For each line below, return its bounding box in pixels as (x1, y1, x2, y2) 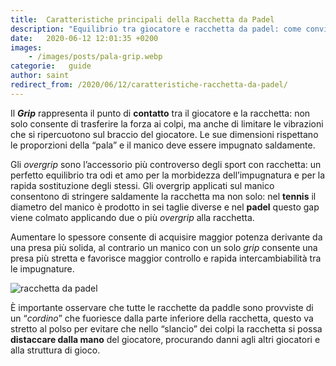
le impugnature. (10, 262, 75, 275)
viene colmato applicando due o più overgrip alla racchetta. (10, 211, 255, 223)
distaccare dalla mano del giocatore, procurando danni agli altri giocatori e (10, 333, 321, 345)
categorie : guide (10, 61, 92, 71)
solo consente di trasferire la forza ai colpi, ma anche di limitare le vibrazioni (10, 117, 324, 130)
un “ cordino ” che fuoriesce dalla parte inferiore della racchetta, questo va (10, 312, 314, 324)
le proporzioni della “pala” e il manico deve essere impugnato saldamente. (10, 139, 316, 151)
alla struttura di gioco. (10, 344, 101, 356)
